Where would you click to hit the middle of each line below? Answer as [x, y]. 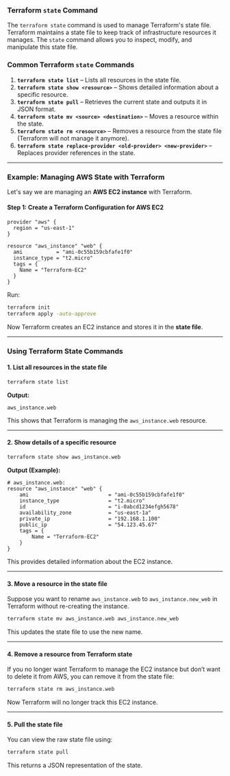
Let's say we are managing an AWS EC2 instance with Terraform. [100, 191]
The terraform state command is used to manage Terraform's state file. [109, 25]
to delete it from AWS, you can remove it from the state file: [91, 677]
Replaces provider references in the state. [76, 152]
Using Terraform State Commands [65, 351]
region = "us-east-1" [44, 228]
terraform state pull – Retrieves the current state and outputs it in [112, 102]
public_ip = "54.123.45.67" [88, 525]
